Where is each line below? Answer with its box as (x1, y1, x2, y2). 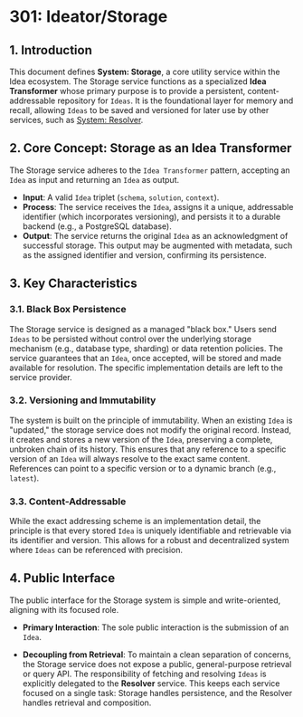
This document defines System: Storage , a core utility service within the (9, 66, 280, 77)
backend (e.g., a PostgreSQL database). (22, 220, 172, 232)
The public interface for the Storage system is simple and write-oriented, (9, 595, 281, 606)
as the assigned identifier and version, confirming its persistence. (22, 249, 267, 260)
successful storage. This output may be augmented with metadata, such (22, 240, 293, 251)
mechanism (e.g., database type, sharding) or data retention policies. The (9, 342, 283, 354)
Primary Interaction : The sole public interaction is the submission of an (22, 622, 289, 633)
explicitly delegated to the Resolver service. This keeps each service (22, 677, 280, 689)
